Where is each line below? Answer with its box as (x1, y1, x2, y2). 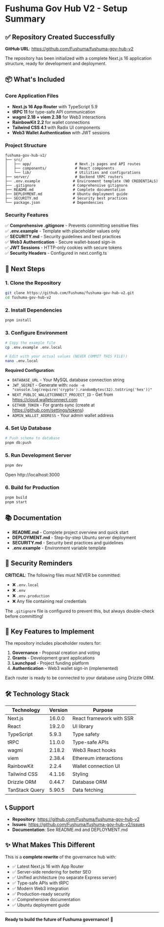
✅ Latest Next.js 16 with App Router (12, 863, 84, 869)
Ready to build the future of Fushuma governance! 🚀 (5, 916, 114, 922)
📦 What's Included (5, 75, 65, 84)
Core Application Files (5, 93, 59, 99)
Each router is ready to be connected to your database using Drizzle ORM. (5, 675, 155, 681)
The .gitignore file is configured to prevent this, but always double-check (5, 608, 155, 614)
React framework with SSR (72, 715, 134, 722)
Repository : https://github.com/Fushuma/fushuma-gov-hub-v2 (12, 816, 140, 822)
